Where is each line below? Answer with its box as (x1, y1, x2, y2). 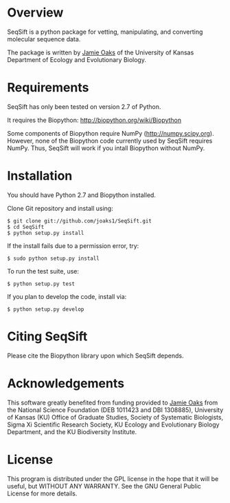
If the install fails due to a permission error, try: (7, 241, 139, 249)
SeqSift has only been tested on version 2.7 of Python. (7, 102, 161, 111)
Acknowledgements (7, 376, 125, 391)
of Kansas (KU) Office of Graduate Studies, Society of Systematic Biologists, (7, 413, 224, 421)
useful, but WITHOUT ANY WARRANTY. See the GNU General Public (7, 482, 201, 490)
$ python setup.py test (7, 280, 76, 287)
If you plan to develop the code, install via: (7, 292, 127, 300)
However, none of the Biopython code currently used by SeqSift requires (7, 136, 213, 145)
